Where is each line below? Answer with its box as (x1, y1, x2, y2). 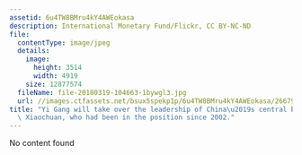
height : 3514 (32, 64, 83, 73)
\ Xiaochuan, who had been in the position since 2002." (17, 113, 235, 122)
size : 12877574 (25, 80, 83, 89)
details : (17, 47, 50, 56)
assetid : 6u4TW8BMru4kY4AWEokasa (9, 13, 135, 22)
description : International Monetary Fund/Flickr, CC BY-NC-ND (9, 22, 252, 30)
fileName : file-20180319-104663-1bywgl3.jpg (17, 88, 187, 97)
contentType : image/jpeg (17, 38, 111, 47)
